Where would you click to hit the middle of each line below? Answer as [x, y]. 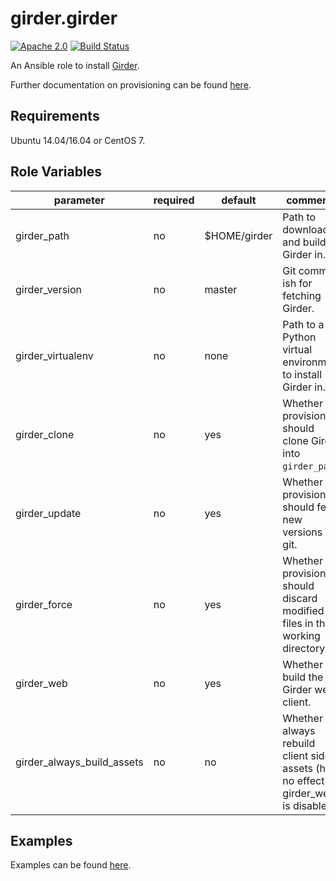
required [174, 200]
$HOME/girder [238, 235]
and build [304, 242]
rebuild [299, 743]
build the [303, 677]
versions [302, 532]
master [221, 289]
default [239, 200]
